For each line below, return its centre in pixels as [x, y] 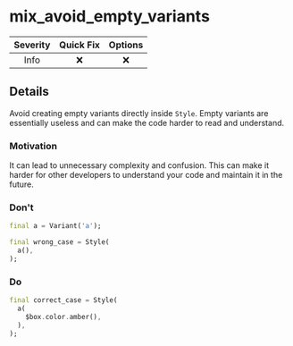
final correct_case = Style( [63, 300]
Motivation [33, 146]
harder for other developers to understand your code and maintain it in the [146, 175]
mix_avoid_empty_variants [109, 17]
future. [21, 184]
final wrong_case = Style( [59, 242]
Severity [32, 45]
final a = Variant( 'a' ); [55, 226]
